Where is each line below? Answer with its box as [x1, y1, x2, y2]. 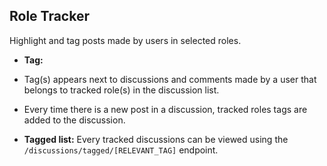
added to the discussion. [23, 114, 126, 126]
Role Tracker [9, 8, 90, 25]
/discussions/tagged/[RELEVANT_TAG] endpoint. [23, 144, 219, 156]
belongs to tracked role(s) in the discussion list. [23, 84, 220, 96]
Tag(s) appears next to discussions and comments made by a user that [23, 73, 317, 85]
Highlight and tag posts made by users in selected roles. [9, 34, 242, 46]
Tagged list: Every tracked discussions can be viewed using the [23, 133, 289, 145]
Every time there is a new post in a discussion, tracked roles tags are [23, 103, 308, 115]
